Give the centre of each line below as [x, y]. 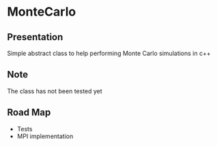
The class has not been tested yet [55, 91]
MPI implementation [45, 136]
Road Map [29, 113]
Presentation [35, 37]
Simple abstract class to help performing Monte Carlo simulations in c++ [109, 53]
